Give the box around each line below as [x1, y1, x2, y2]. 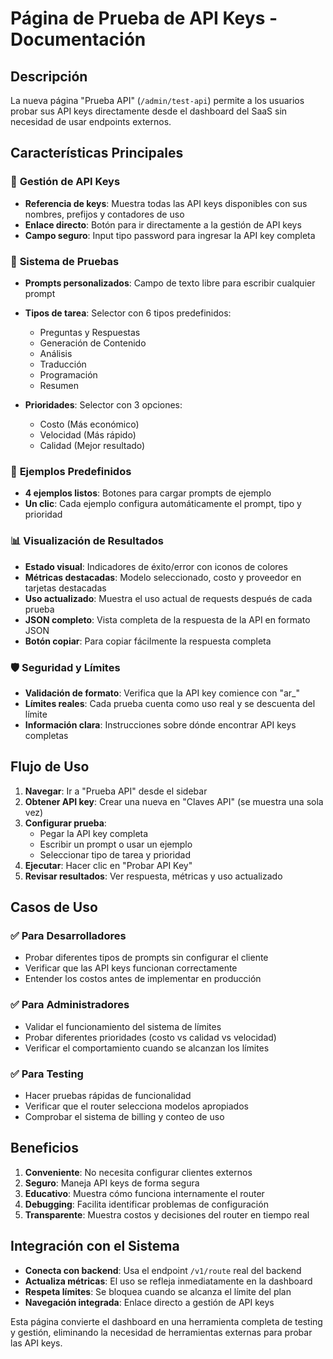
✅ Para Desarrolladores [10, 929, 127, 942]
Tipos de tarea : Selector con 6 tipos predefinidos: [24, 307, 232, 319]
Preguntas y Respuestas [39, 326, 141, 338]
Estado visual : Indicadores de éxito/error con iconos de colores [24, 560, 288, 572]
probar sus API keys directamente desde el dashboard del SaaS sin [10, 105, 288, 117]
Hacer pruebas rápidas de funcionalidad [24, 1089, 192, 1101]
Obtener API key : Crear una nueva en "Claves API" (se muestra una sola [24, 795, 324, 807]
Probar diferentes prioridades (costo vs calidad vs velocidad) [24, 1031, 277, 1043]
